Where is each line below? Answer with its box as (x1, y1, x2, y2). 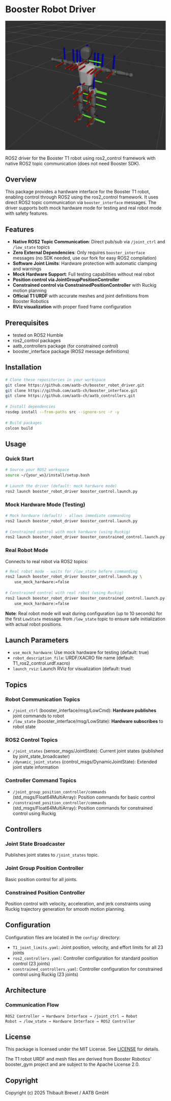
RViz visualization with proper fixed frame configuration (12, 304, 131, 310)
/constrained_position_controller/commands (12, 800, 107, 806)
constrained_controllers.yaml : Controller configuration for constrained (12, 966, 163, 972)
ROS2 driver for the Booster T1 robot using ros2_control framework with (5, 155, 156, 161)
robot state (12, 723, 36, 730)
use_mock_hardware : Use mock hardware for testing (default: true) (12, 649, 149, 656)
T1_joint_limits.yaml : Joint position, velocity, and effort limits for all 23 (12, 944, 163, 950)
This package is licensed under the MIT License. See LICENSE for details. (5, 1046, 160, 1052)
